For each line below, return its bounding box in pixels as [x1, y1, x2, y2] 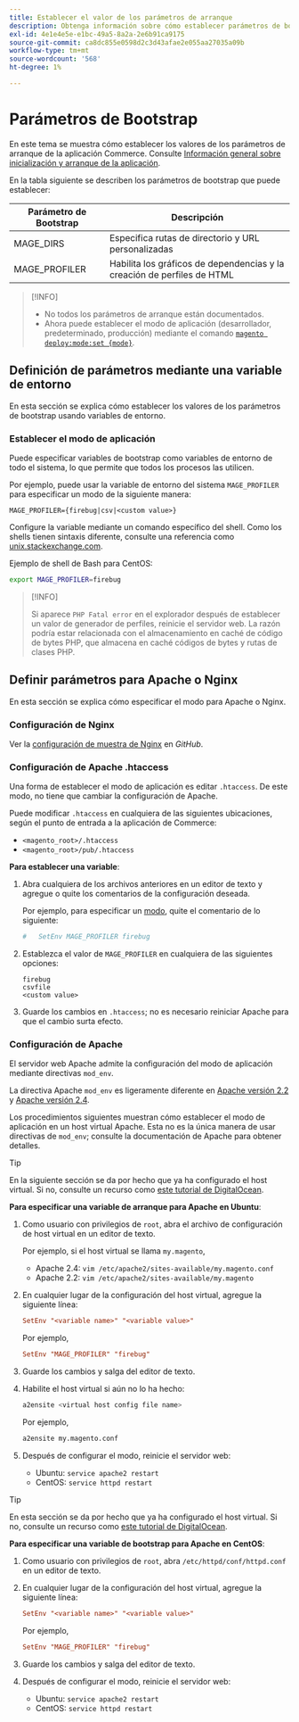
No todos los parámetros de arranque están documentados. [44, 309, 264, 319]
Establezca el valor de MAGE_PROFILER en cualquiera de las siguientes [21, 948, 273, 959]
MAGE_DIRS [13, 237, 65, 250]
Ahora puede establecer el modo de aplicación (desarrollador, [44, 318, 272, 328]
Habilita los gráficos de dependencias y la [109, 257, 285, 269]
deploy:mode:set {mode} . [44, 336, 135, 348]
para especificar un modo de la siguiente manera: [9, 488, 191, 500]
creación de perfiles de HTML [109, 269, 234, 281]
